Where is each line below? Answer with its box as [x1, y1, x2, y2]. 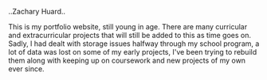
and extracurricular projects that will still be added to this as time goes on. [8, 31, 252, 40]
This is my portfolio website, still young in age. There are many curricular [8, 22, 248, 31]
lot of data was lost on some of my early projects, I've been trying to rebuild [8, 48, 257, 56]
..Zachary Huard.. [8, 7, 66, 16]
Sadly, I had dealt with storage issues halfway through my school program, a [8, 39, 260, 48]
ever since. [8, 64, 45, 74]
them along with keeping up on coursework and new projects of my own [8, 55, 245, 65]
